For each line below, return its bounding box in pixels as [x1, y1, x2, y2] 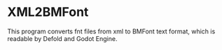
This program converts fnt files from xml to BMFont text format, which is [7, 27, 216, 35]
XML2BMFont [7, 4, 89, 20]
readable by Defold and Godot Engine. [7, 34, 118, 42]
